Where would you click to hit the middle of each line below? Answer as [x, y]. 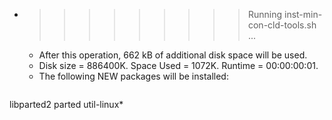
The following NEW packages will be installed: [133, 76]
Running [265, 14]
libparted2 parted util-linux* [66, 104]
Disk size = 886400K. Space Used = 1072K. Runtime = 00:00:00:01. [178, 65]
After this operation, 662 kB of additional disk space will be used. [173, 55]
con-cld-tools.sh [282, 25]
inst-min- [303, 14]
